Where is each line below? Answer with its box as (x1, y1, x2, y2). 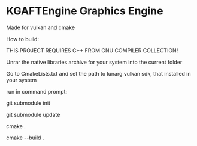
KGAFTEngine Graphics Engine (6, 4, 163, 18)
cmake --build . (6, 134, 44, 141)
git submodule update (6, 111, 60, 118)
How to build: (6, 35, 39, 42)
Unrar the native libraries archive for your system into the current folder (6, 58, 183, 66)
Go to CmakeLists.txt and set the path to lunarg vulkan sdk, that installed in (6, 70, 192, 77)
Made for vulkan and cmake (6, 24, 75, 31)
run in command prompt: (6, 88, 68, 95)
